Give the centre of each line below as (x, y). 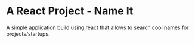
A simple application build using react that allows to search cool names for (97, 27)
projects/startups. (28, 33)
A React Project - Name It (70, 11)
